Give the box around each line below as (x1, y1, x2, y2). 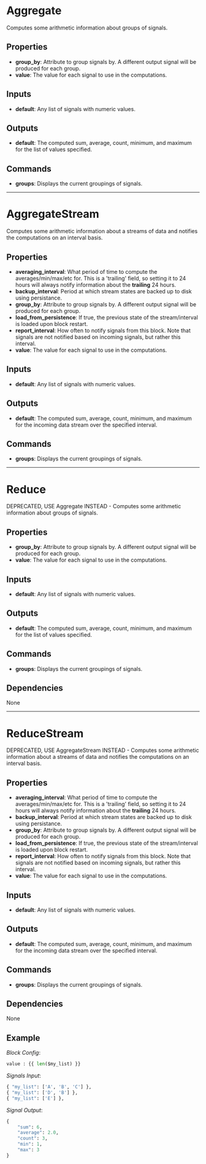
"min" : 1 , (17, 1141, 43, 1147)
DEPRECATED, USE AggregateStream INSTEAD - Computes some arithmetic (6, 747, 199, 754)
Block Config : (6, 1049, 41, 1057)
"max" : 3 (17, 1147, 40, 1153)
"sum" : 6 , (17, 1124, 43, 1130)
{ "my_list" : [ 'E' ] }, (6, 1095, 64, 1101)
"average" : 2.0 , (17, 1130, 59, 1136)
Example (6, 1033, 40, 1043)
